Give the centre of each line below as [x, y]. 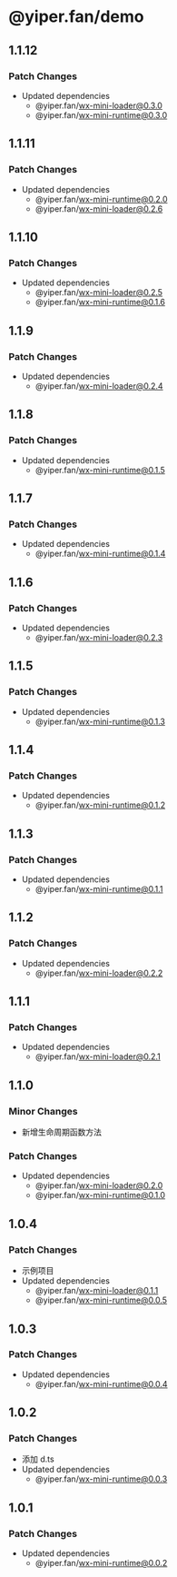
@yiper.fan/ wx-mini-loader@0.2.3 [99, 637]
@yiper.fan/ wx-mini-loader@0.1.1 [97, 1291]
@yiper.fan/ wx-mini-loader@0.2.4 [99, 386]
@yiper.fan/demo [76, 17]
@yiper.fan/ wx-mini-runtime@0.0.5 [101, 1300]
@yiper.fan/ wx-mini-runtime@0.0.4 [102, 1384]
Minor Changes [43, 1111]
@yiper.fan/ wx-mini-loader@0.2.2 [99, 973]
